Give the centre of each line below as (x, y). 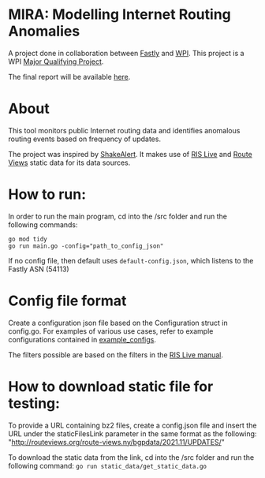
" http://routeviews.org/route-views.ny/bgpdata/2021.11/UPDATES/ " (116, 442)
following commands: (43, 224)
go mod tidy (28, 239)
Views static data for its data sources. (69, 162)
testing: (34, 403)
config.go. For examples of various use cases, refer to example (111, 331)
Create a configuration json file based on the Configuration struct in (118, 323)
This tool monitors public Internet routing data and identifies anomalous (124, 130)
